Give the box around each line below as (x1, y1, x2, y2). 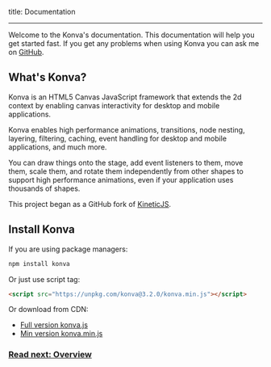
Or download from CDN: (8, 305, 89, 314)
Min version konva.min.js (19, 329, 103, 339)
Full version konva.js (19, 320, 89, 330)
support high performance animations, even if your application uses (8, 175, 234, 184)
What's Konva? (8, 70, 87, 84)
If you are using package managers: (8, 244, 128, 254)
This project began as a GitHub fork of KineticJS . (8, 199, 172, 209)
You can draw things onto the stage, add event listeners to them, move (8, 158, 244, 167)
